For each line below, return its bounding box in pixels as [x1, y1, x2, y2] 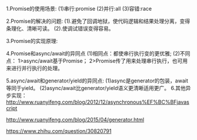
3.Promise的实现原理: [6, 38, 58, 44]
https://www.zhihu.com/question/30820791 [6, 128, 112, 134]
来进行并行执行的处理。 [6, 65, 63, 72]
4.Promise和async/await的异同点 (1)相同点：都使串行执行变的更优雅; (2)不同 [6, 50, 191, 57]
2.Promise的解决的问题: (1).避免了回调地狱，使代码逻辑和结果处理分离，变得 [6, 18, 191, 25]
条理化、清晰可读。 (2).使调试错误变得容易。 [6, 25, 114, 32]
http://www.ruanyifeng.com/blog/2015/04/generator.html [6, 116, 145, 123]
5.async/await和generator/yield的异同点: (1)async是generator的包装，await [6, 77, 188, 84]
